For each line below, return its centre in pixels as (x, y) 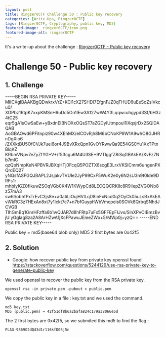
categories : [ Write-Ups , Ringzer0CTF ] (45, 19)
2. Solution (22, 248)
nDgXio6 (14, 139)
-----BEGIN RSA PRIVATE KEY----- (41, 97)
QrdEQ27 (14, 170)
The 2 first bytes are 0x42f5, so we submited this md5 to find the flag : (77, 320)
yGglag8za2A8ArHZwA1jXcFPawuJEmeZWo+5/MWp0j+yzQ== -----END (85, 217)
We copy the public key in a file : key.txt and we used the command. (74, 298)
